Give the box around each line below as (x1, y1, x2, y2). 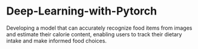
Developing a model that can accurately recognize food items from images (6, 24, 193, 31)
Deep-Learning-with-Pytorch (6, 4, 157, 18)
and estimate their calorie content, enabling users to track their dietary (6, 30, 182, 38)
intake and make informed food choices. (6, 37, 107, 44)
